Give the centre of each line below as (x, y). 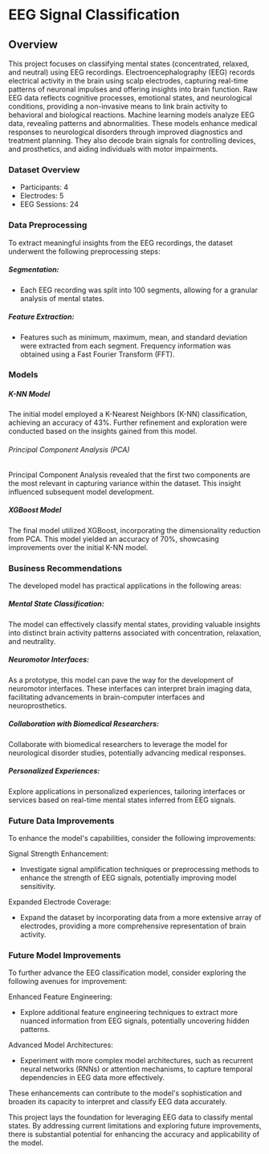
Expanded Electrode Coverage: (60, 902)
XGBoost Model (35, 510)
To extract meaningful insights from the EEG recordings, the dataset (120, 243)
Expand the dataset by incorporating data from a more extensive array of (141, 918)
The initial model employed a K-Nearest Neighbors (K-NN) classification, (128, 414)
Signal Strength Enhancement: (59, 854)
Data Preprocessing (48, 225)
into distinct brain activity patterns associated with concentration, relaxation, (135, 633)
